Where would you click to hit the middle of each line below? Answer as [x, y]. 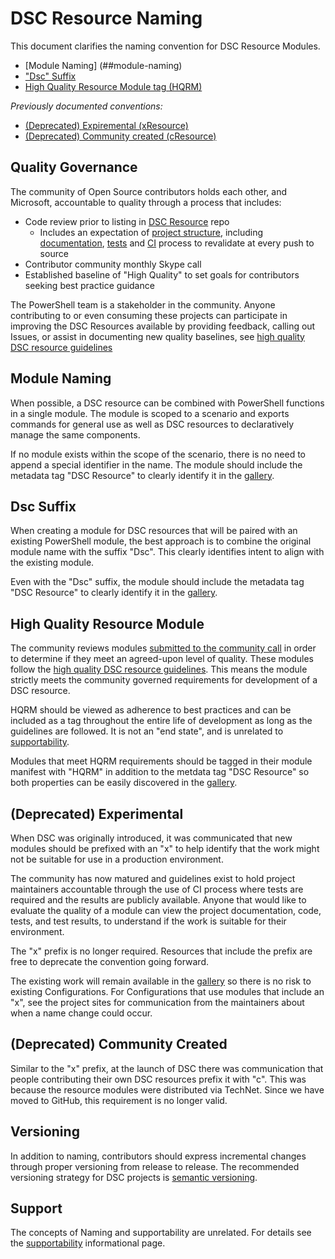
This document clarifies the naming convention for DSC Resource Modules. [165, 46]
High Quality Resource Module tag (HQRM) [113, 86]
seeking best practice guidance [89, 285]
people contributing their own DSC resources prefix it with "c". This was [158, 1079]
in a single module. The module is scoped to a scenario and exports [150, 413]
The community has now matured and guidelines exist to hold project [153, 878]
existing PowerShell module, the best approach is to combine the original [161, 541]
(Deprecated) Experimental [97, 813]
